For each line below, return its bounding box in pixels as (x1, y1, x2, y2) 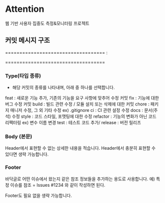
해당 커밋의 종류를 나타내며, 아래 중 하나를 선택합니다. (12, 85, 115, 91)
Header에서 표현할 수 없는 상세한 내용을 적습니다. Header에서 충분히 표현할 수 (5, 145, 156, 151)
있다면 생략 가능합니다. (5, 151, 49, 157)
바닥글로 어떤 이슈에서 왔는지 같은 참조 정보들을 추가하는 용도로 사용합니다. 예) (5, 176, 155, 182)
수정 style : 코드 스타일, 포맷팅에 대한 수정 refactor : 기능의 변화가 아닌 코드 (11, 113, 157, 119)
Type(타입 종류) (5, 72, 41, 79)
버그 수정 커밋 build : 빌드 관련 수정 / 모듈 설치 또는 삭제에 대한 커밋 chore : (5, 101, 150, 107)
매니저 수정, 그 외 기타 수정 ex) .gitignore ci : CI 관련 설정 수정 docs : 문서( (10, 107, 154, 113)
